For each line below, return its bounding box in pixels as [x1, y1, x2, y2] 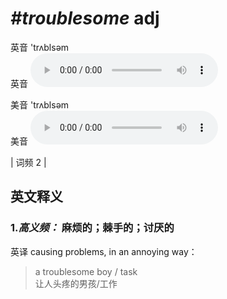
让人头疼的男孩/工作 [34, 277, 118, 289]
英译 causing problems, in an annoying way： [10, 245, 198, 257]
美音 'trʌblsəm [10, 98, 70, 111]
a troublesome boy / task [34, 265, 138, 277]
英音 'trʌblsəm [10, 41, 70, 53]
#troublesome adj [10, 7, 160, 30]
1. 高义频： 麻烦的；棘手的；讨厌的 [10, 221, 175, 235]
